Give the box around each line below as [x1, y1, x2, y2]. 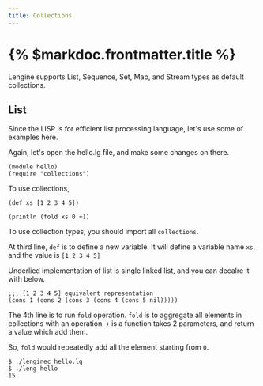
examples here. [8, 132, 58, 142]
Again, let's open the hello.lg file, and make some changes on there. [8, 148, 230, 157]
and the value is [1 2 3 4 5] [8, 251, 101, 260]
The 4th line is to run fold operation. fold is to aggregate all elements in [8, 310, 242, 320]
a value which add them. [8, 327, 88, 337]
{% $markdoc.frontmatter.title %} [8, 45, 237, 63]
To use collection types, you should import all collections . [8, 227, 199, 237]
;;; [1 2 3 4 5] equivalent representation [8, 289, 154, 297]
